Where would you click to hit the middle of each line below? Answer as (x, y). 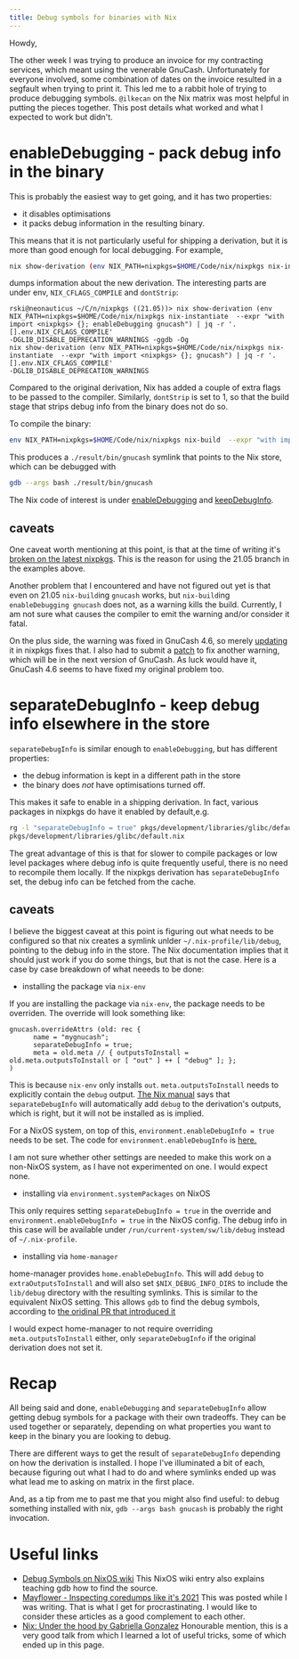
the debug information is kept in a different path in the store (131, 775)
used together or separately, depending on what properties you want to (140, 1427)
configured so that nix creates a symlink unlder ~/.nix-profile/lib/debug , (145, 940)
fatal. (19, 623)
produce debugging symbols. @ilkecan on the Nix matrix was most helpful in (149, 98)
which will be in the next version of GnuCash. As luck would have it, (133, 659)
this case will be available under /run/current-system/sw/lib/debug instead (147, 1229)
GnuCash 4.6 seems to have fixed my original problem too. (117, 669)
